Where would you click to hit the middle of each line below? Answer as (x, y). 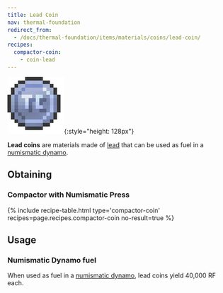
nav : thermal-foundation (44, 22)
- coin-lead (38, 60)
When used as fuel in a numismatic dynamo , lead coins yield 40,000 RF (111, 275)
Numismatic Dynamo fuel (52, 260)
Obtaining (30, 174)
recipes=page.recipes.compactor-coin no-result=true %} (91, 218)
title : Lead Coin (33, 15)
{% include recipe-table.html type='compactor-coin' (84, 210)
